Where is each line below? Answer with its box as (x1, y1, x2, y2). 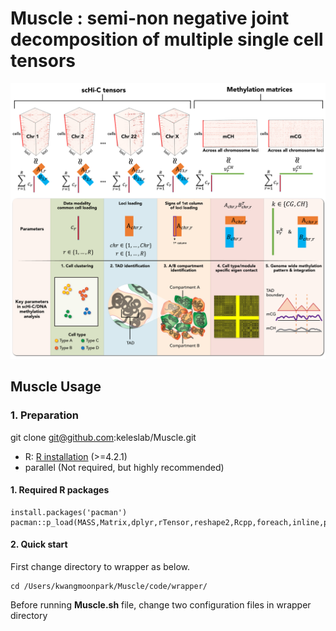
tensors (10, 50, 77, 72)
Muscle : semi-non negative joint (10, 7, 290, 30)
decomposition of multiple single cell (10, 28, 324, 51)
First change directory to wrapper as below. (10, 561, 191, 573)
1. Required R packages (10, 484, 110, 496)
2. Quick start (10, 538, 68, 551)
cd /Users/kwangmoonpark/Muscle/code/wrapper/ (10, 582, 208, 592)
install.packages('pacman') (10, 507, 128, 517)
